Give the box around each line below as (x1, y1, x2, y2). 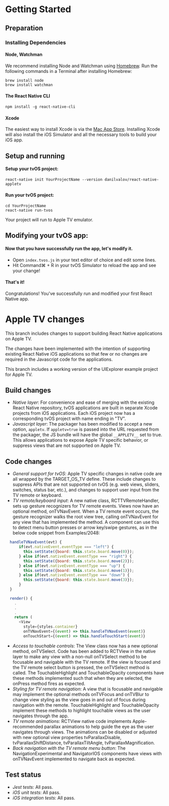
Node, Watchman (5, 52, 43, 58)
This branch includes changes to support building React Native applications (5, 330, 162, 336)
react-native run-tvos (5, 208, 53, 213)
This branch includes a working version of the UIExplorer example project (5, 366, 158, 372)
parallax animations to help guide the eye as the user (44, 723, 154, 730)
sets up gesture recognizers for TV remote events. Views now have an (12, 503, 159, 509)
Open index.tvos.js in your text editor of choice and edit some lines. (12, 257, 156, 263)
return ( (14, 615, 33, 620)
